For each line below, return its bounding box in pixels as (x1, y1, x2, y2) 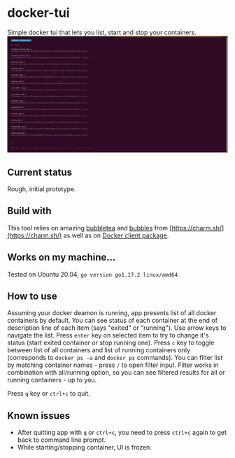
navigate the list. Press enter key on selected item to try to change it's (7, 331, 209, 340)
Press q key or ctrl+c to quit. (7, 389, 91, 398)
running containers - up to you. (7, 376, 97, 384)
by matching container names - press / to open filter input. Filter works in (7, 361, 219, 369)
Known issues (7, 410, 71, 422)
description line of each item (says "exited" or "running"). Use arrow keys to (7, 324, 227, 332)
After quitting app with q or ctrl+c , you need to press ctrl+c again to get (17, 429, 227, 437)
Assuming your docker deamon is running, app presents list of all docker (7, 309, 217, 317)
